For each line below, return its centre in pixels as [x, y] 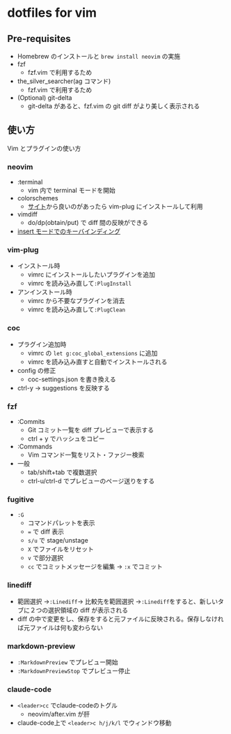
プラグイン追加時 [42, 344]
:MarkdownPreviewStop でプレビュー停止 [74, 670]
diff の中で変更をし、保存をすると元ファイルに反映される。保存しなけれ [120, 619]
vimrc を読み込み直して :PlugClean [77, 309]
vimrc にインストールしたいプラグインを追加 [91, 274]
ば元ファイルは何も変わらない [60, 627]
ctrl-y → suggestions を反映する [63, 388]
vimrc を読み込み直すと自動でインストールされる [97, 362]
